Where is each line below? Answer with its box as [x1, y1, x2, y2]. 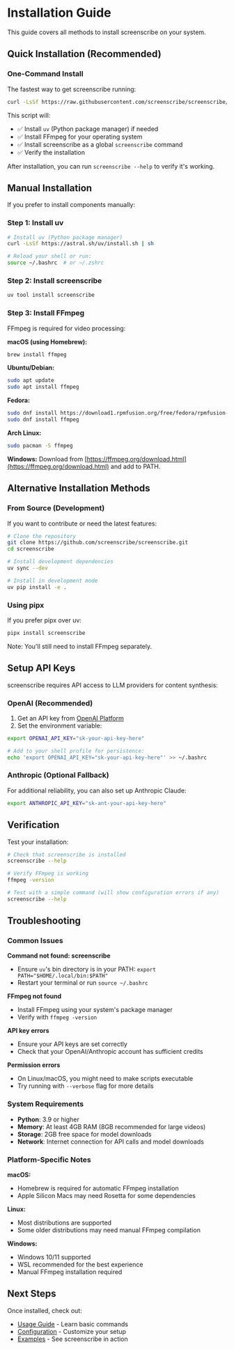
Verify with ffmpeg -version [17, 1013, 97, 1022]
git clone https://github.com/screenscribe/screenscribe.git [7, 539, 189, 546]
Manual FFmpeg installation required [17, 1268, 123, 1276]
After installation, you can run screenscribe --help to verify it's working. [7, 162, 214, 170]
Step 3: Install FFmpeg [7, 308, 85, 318]
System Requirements [7, 1099, 84, 1109]
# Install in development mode [7, 577, 98, 584]
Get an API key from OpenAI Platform [17, 714, 124, 722]
